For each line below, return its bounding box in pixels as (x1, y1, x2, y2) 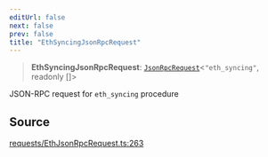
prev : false (9, 29, 53, 38)
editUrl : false (9, 12, 66, 22)
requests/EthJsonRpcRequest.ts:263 (9, 138, 144, 149)
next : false (9, 21, 53, 30)
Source (9, 114, 51, 130)
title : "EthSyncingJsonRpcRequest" (9, 37, 142, 47)
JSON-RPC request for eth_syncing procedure (9, 89, 180, 99)
